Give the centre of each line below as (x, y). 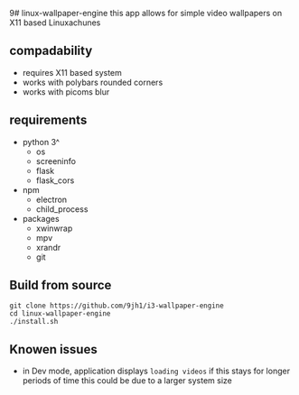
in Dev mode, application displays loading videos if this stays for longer (156, 371)
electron (51, 199)
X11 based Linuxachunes (55, 23)
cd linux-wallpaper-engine (60, 314)
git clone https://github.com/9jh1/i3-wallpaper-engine (117, 306)
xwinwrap (54, 228)
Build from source (61, 285)
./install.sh (34, 322)
